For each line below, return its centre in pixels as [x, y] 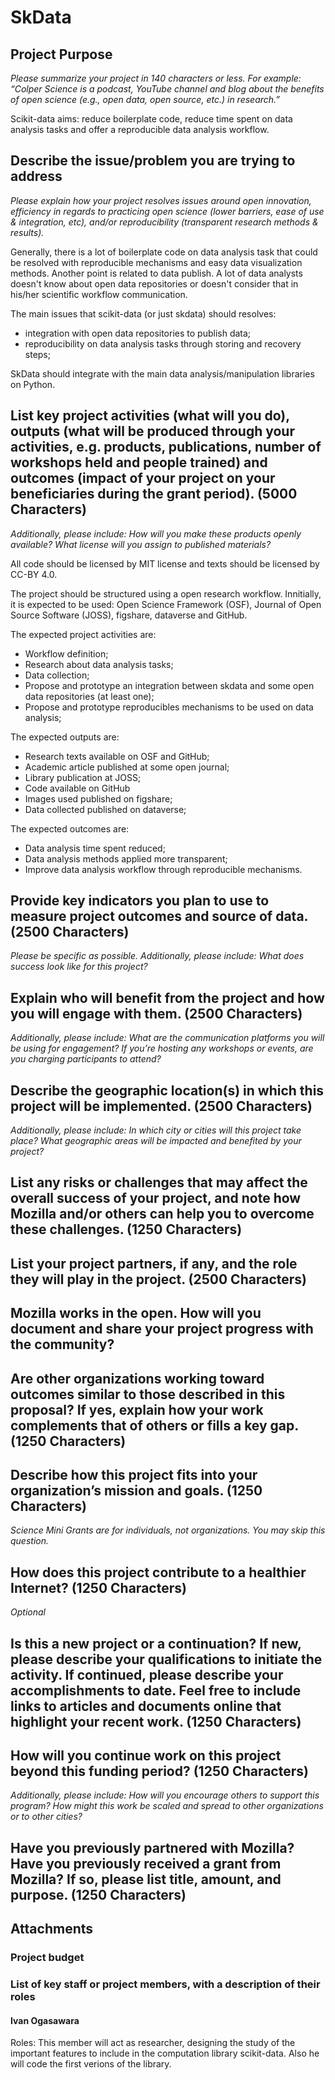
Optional [28, 1612]
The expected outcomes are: [70, 828]
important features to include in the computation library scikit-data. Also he [165, 2053]
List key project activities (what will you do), [150, 416]
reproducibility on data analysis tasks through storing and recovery [163, 343]
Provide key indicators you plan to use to [140, 901]
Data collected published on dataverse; [105, 809]
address [36, 176]
